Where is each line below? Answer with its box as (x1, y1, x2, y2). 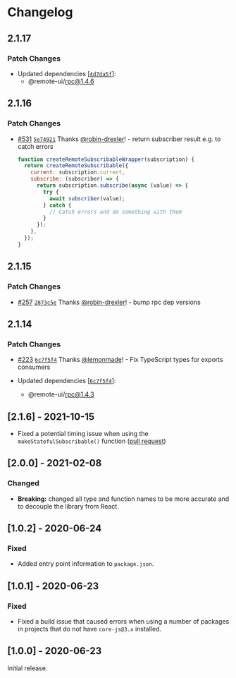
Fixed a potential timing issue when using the (17, 430, 149, 437)
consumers (17, 363, 51, 371)
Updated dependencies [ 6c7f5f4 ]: (17, 377, 116, 385)
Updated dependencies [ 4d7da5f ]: (17, 69, 116, 78)
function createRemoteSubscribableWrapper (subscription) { (17, 156, 195, 163)
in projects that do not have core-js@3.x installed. (17, 625, 162, 634)
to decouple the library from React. (17, 502, 120, 510)
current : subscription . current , (30, 169, 125, 176)
